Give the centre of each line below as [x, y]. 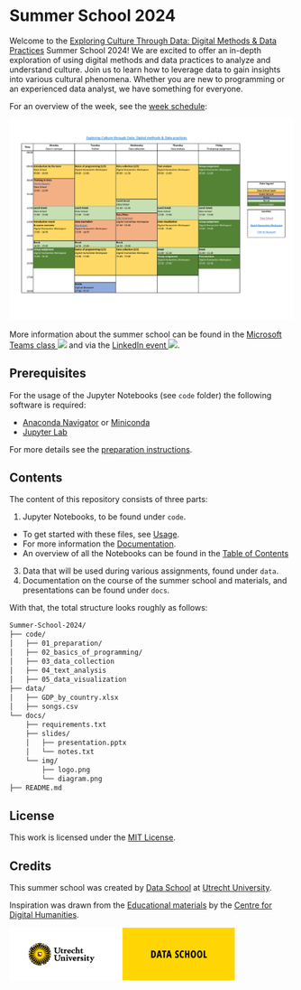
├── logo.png [66, 770]
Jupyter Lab [45, 432]
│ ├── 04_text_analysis [58, 671]
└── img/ [42, 761]
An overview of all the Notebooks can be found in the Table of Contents [155, 554]
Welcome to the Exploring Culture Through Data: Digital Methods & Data [143, 41]
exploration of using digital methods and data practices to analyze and [140, 60]
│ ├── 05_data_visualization [68, 680]
